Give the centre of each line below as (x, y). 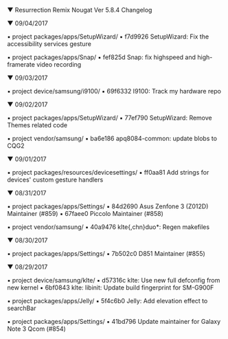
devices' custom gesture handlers (55, 179)
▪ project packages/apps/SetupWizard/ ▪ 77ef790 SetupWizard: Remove (110, 118)
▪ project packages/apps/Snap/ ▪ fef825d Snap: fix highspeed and (102, 57)
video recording (59, 64)
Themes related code (37, 125)
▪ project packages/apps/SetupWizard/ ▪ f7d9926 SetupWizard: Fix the (108, 36)
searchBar (22, 308)
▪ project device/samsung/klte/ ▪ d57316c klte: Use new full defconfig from (114, 280)
